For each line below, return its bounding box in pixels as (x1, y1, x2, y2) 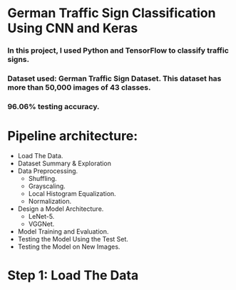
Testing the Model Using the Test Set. (17, 234, 128, 243)
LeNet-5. (28, 212, 55, 220)
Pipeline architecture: (7, 128, 138, 144)
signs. (7, 55, 30, 65)
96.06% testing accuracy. (7, 101, 100, 111)
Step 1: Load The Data (7, 267, 139, 284)
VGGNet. (28, 219, 55, 228)
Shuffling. (28, 174, 57, 182)
